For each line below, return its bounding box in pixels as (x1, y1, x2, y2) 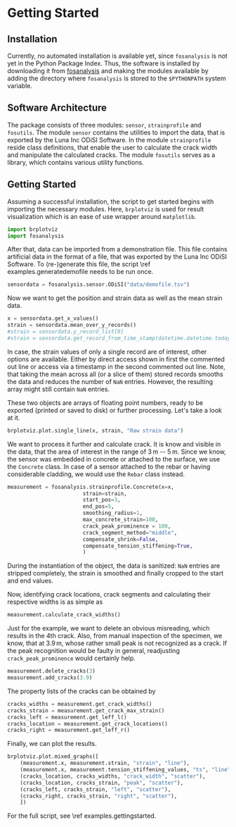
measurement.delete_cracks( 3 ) (7, 668, 96, 675)
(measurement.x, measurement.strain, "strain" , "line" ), (20, 759, 190, 767)
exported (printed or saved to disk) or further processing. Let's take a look (7, 406, 223, 414)
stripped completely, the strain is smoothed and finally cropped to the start (7, 569, 223, 578)
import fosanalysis (7, 232, 65, 240)
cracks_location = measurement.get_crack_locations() (7, 720, 169, 727)
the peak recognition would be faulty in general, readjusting (7, 647, 181, 655)
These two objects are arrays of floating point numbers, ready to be (7, 398, 204, 406)
